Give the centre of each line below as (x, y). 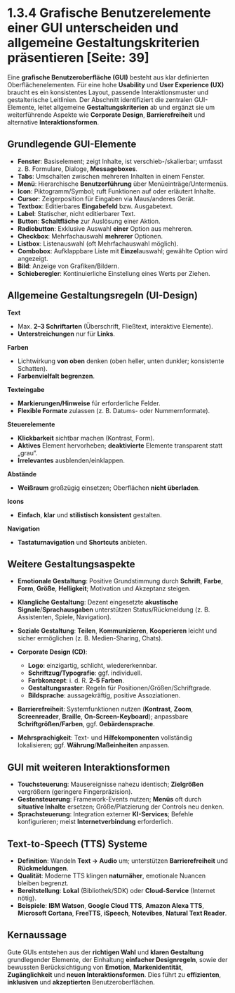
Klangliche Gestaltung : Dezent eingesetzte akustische (98, 602)
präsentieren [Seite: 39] (78, 58)
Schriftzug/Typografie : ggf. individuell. (85, 673)
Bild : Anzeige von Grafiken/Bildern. (68, 266)
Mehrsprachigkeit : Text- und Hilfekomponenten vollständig (105, 738)
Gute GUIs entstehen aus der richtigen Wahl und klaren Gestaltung (106, 952)
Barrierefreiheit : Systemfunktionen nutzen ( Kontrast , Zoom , (105, 709)
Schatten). (32, 368)
